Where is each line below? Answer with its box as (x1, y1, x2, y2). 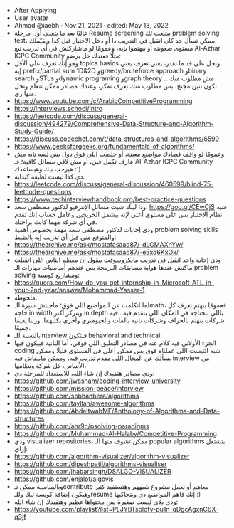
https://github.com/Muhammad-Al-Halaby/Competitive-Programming (14, 430, 217, 438)
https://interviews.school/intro (14, 105, 103, 112)
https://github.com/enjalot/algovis (14, 475, 114, 483)
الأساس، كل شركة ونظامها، (14, 361, 87, 369)
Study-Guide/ (14, 127, 54, 135)
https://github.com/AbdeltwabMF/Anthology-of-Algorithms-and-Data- (14, 407, 220, 415)
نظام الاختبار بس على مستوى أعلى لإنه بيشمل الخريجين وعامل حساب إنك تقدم (14, 210, 223, 218)
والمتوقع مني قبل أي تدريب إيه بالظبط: (14, 233, 117, 241)
